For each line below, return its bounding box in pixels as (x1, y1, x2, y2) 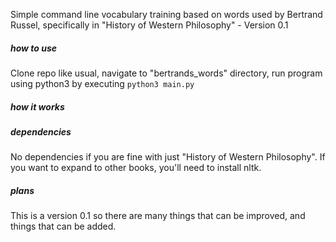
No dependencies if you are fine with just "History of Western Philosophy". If (10, 151, 326, 163)
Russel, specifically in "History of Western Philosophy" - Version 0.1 (10, 19, 289, 31)
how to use (10, 42, 58, 54)
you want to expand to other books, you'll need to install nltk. (10, 162, 262, 174)
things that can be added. (10, 220, 117, 233)
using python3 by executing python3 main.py (10, 77, 195, 89)
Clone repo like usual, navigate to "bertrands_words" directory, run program (10, 67, 323, 79)
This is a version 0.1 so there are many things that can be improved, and (10, 210, 306, 222)
